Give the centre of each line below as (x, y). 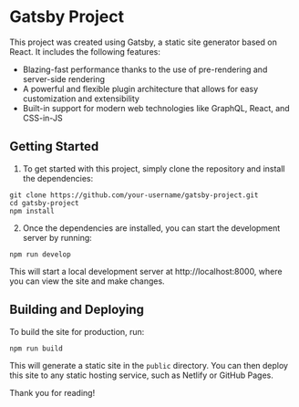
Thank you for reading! (52, 392)
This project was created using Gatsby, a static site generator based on (144, 42)
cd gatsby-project (44, 203)
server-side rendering (64, 78)
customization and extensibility (81, 99)
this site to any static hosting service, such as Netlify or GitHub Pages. (141, 375)
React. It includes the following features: (85, 51)
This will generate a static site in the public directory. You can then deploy (149, 365)
